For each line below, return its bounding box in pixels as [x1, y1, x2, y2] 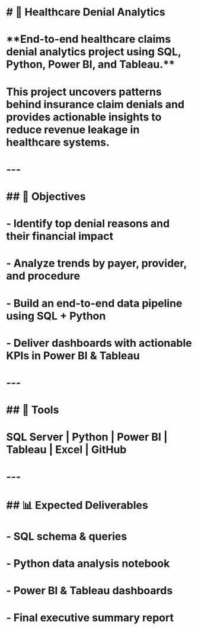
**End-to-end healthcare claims [6, 33, 171, 46]
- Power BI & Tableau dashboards [6, 584, 173, 597]
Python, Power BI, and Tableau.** [6, 58, 175, 71]
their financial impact [6, 230, 114, 243]
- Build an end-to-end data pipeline [6, 296, 183, 310]
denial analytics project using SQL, [6, 45, 181, 59]
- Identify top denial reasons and [6, 217, 170, 230]
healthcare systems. [6, 135, 110, 149]
